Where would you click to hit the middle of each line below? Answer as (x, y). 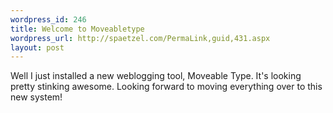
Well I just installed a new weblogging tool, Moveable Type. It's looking (156, 76)
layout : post (37, 47)
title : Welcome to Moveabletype (77, 29)
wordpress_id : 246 (48, 19)
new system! (36, 97)
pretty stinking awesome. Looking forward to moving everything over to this (166, 87)
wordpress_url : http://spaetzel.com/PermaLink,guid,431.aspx (140, 38)
